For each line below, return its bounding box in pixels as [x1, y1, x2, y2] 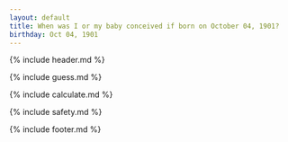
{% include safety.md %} [9, 107, 103, 118]
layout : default [9, 13, 70, 22]
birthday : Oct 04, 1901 [9, 30, 99, 39]
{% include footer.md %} [9, 124, 102, 135]
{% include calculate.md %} [9, 89, 113, 100]
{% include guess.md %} [9, 72, 102, 83]
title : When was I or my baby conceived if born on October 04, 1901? [9, 22, 280, 31]
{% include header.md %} [9, 55, 105, 66]
